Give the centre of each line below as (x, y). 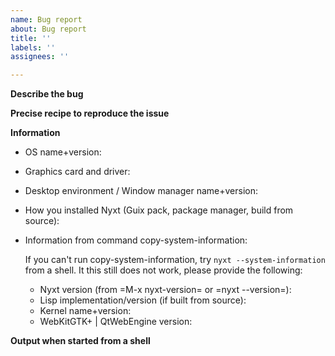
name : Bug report (46, 19)
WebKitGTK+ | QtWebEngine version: (116, 322)
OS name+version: (63, 152)
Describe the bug (47, 94)
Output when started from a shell (80, 341)
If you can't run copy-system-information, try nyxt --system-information (175, 260)
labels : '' (33, 47)
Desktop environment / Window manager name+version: (141, 191)
